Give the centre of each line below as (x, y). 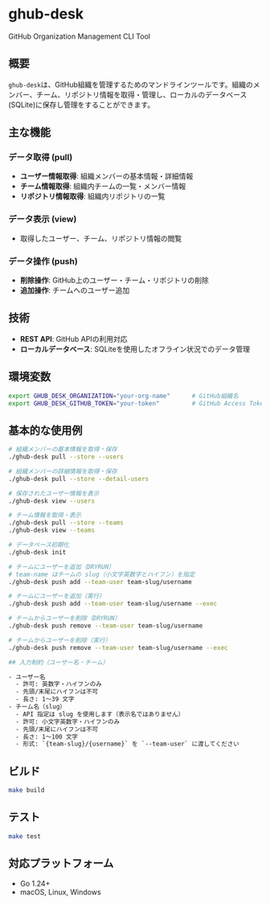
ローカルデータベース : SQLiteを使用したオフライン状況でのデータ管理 (135, 349)
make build (27, 790)
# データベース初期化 (39, 545)
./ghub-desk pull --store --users (66, 457)
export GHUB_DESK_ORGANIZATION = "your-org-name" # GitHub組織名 (124, 396)
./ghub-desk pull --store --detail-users (79, 479)
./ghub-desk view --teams (51, 531)
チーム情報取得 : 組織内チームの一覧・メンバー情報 (103, 187)
